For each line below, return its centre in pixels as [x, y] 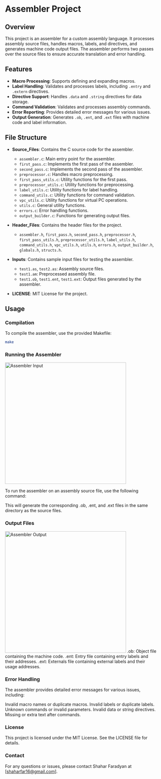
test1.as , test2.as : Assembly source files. [62, 269]
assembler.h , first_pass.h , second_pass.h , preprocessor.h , [78, 234]
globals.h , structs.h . [41, 250]
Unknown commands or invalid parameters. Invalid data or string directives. [80, 710]
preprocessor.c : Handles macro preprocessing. [66, 174]
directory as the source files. [34, 511]
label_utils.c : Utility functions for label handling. [69, 190]
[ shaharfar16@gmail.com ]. [31, 771]
